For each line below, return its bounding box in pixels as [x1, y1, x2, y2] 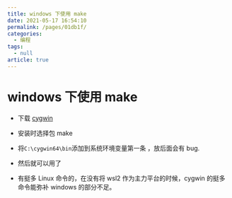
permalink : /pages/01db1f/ [7, 23, 87, 30]
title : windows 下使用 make [7, 10, 87, 18]
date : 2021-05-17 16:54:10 [7, 17, 87, 24]
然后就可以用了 [17, 158, 62, 167]
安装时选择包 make [17, 129, 73, 137]
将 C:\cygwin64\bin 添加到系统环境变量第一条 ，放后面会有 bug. [17, 144, 200, 152]
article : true [7, 57, 50, 64]
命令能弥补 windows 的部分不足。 [17, 182, 116, 191]
